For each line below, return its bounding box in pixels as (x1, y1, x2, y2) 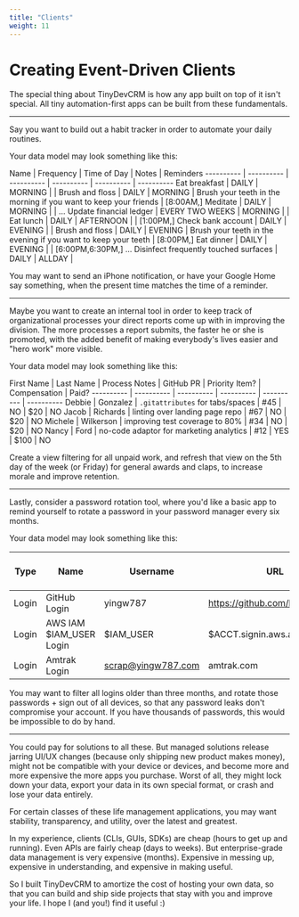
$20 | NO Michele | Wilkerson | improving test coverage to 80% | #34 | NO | (9, 416, 287, 427)
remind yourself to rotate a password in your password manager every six (9, 506, 280, 517)
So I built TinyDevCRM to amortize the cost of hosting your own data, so (9, 879, 274, 889)
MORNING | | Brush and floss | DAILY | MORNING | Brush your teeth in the (9, 187, 280, 198)
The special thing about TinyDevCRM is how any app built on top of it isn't (9, 89, 281, 100)
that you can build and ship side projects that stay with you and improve (9, 888, 273, 899)
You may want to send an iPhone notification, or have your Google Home (9, 271, 276, 282)
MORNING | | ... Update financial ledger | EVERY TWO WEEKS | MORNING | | (9, 206, 290, 217)
